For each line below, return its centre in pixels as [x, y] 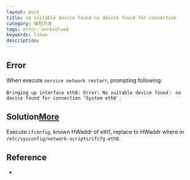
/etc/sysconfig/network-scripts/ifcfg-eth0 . [63, 138]
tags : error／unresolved [38, 29]
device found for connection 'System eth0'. [64, 98]
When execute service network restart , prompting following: [84, 80]
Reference [27, 158]
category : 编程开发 [29, 23]
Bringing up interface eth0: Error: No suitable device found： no [94, 93]
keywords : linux [27, 35]
